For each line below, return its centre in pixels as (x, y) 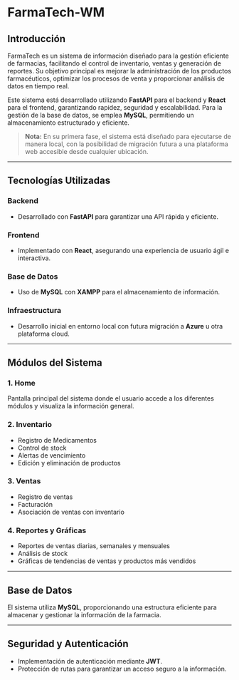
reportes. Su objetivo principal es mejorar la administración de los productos (119, 71)
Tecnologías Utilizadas (59, 181)
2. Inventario (30, 425)
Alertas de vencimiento (52, 455)
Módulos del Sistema (55, 362)
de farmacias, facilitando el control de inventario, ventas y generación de (115, 63)
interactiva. (34, 258)
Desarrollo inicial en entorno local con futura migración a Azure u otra (120, 326)
